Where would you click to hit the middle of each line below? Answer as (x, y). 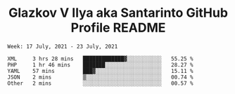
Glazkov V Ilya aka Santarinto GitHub (118, 13)
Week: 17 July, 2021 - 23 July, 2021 (63, 46)
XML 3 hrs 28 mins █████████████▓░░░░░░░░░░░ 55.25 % (100, 59)
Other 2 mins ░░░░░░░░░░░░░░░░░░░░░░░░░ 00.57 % (100, 83)
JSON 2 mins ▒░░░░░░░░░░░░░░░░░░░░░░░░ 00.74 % (100, 77)
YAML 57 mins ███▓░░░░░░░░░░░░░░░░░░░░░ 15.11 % (100, 71)
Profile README (118, 28)
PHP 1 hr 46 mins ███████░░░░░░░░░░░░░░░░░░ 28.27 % (100, 65)
